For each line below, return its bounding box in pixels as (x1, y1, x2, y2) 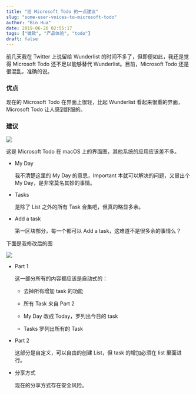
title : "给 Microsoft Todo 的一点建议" (6, 8, 99, 15)
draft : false (6, 36, 38, 42)
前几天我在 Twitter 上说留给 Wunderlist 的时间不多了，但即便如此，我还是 (6, 53, 184, 60)
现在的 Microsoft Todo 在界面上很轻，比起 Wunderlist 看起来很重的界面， (6, 99, 184, 106)
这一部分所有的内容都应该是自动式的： (14, 275, 108, 282)
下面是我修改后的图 (6, 240, 53, 247)
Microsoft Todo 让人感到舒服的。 (6, 106, 86, 113)
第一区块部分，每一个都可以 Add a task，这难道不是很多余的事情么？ (14, 227, 181, 234)
